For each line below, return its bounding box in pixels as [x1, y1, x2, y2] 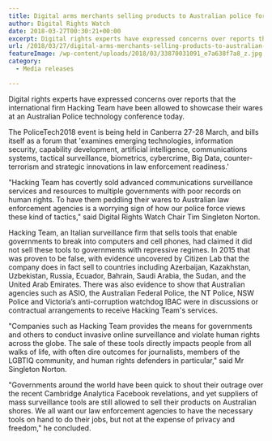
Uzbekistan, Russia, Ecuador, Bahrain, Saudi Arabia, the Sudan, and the [8, 270, 247, 280]
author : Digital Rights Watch [8, 19, 111, 28]
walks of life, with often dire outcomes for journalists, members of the [8, 347, 240, 357]
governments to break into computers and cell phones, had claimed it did [8, 236, 253, 246]
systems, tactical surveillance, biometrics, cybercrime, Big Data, [8, 153, 223, 162]
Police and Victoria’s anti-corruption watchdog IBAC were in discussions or [8, 296, 259, 306]
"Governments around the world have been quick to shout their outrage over [8, 379, 264, 390]
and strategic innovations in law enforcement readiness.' [40, 162, 229, 171]
